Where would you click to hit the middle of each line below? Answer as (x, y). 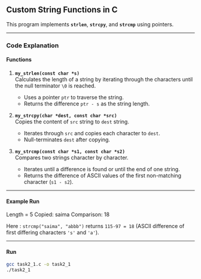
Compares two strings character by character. (71, 157)
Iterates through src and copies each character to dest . (92, 133)
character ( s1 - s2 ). (48, 181)
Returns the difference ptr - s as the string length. (87, 104)
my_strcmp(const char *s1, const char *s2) (70, 151)
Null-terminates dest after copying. (67, 139)
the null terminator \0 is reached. (55, 86)
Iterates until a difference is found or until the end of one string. (102, 169)
